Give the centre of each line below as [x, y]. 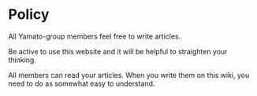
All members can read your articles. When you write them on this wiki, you [129, 75]
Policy [29, 15]
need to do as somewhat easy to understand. [82, 83]
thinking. [22, 60]
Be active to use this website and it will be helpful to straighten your [118, 51]
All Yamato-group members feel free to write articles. [95, 36]
